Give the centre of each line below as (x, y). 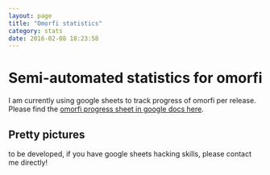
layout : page (30, 16)
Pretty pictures (47, 134)
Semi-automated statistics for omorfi (135, 78)
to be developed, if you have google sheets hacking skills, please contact (130, 154)
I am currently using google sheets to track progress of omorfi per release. (132, 101)
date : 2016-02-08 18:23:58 (54, 38)
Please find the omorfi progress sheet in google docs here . (106, 109)
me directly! (28, 162)
